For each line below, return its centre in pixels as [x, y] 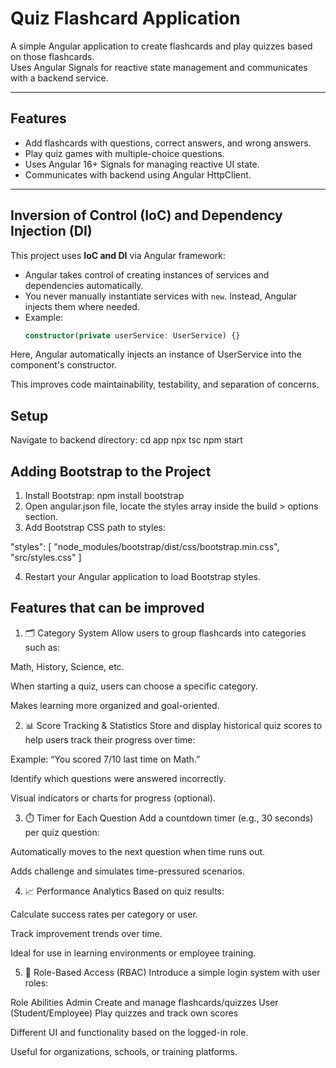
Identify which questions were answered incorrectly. [118, 778]
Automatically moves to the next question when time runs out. [138, 851]
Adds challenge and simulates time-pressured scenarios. [127, 871]
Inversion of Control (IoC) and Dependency [146, 215]
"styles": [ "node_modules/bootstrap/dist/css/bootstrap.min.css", [145, 547]
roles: [36, 983]
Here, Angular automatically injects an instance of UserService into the [156, 354]
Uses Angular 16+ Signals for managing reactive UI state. [142, 164]
